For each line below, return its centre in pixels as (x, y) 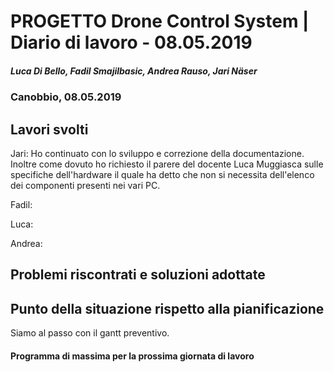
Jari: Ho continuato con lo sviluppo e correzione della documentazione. (157, 153)
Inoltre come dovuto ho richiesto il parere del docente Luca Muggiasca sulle (167, 164)
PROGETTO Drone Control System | (160, 21)
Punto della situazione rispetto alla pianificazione (167, 308)
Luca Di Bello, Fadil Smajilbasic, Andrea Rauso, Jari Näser (134, 71)
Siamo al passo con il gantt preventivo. (90, 333)
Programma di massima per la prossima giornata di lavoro (132, 356)
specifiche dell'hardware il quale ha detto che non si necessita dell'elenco (162, 174)
